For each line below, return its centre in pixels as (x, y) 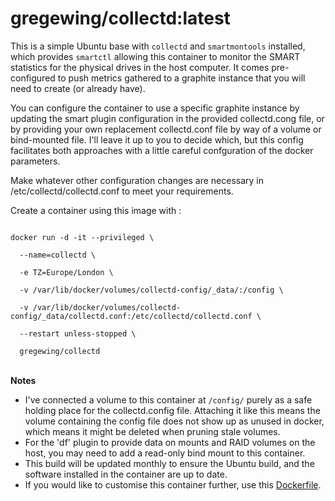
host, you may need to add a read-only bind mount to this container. (165, 453)
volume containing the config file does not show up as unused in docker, (174, 421)
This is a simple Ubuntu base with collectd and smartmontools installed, (158, 46)
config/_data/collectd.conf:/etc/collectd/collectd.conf (131, 316)
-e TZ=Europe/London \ (66, 272)
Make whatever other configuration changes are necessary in (137, 180)
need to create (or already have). (78, 88)
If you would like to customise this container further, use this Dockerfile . (173, 484)
